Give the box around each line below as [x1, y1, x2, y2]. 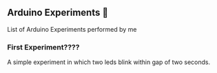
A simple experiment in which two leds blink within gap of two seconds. [7, 58, 211, 66]
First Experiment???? [7, 42, 80, 52]
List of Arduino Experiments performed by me [7, 25, 137, 33]
